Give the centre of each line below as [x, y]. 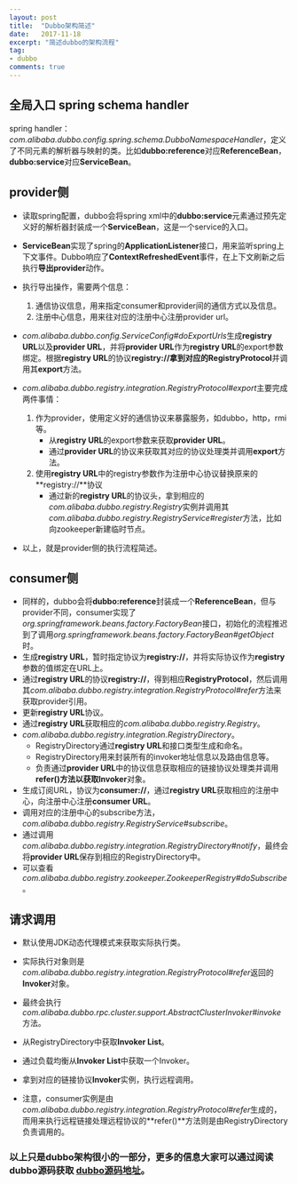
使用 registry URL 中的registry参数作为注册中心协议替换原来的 [147, 473]
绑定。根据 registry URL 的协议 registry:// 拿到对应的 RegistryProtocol [147, 357]
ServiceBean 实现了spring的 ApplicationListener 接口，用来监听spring [149, 245]
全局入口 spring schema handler [99, 105]
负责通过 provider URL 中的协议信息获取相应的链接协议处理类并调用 [157, 768]
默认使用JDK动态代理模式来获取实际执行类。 [104, 942]
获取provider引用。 [57, 701]
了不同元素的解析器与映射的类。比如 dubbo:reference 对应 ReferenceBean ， [148, 150]
